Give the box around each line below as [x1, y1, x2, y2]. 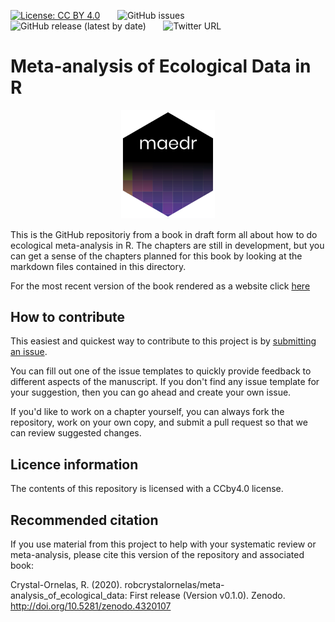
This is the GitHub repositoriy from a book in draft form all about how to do [10, 228, 318, 240]
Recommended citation [10, 511, 159, 529]
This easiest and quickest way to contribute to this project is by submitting [10, 335, 317, 347]
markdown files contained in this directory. [10, 260, 187, 272]
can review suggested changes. [10, 427, 142, 439]
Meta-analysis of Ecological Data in [10, 55, 312, 78]
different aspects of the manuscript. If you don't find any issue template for [10, 376, 320, 388]
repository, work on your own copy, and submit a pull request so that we [10, 416, 308, 429]
